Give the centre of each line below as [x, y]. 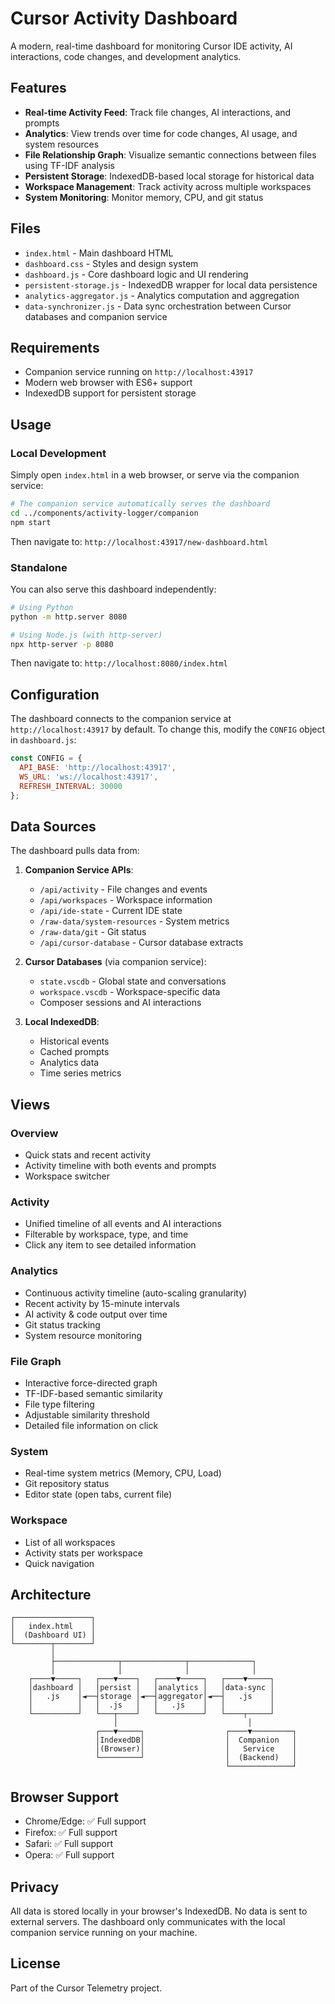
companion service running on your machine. [104, 1933]
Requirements [55, 347]
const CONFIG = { [46, 758]
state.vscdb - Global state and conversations [133, 981]
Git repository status [67, 1484]
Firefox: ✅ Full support [71, 1833]
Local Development [58, 453]
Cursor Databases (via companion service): [115, 962]
